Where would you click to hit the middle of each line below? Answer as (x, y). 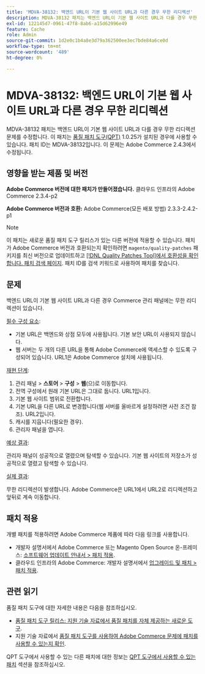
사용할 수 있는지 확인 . (40, 643)
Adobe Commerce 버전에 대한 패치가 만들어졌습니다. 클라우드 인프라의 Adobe (101, 189)
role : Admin (21, 35)
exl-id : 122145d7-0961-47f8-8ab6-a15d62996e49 (67, 23)
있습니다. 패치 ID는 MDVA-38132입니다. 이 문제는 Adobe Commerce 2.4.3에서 (101, 144)
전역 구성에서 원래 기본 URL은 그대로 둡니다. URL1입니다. (83, 391)
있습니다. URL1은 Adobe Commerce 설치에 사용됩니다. (97, 358)
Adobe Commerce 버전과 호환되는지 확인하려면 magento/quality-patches (102, 248)
